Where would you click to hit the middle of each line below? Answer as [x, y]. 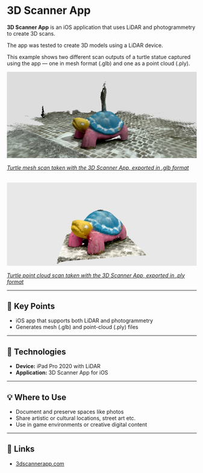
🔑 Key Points [31, 306]
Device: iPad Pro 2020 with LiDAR [58, 366]
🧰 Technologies [36, 352]
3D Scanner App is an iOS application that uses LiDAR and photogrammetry [101, 27]
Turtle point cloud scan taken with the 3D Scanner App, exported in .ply [96, 275]
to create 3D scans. [31, 33]
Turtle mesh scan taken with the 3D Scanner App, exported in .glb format [98, 168]
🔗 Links [21, 449]
